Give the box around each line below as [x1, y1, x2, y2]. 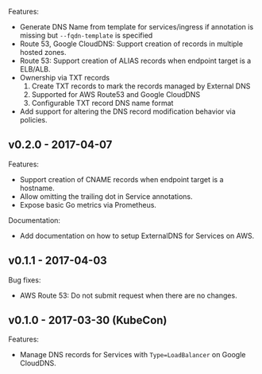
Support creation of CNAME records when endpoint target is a [19, 174, 224, 184]
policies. [19, 115, 48, 124]
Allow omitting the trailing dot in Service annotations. [19, 191, 193, 201]
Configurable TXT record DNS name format [31, 99, 174, 107]
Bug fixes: [8, 275, 41, 285]
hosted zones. [19, 48, 67, 56]
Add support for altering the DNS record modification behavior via [19, 107, 236, 116]
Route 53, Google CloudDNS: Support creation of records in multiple [19, 39, 244, 49]
